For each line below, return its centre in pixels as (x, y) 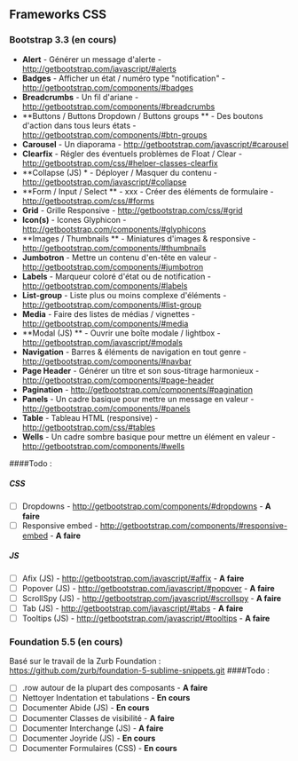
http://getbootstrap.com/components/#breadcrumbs (118, 107)
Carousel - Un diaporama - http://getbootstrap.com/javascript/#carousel (155, 144)
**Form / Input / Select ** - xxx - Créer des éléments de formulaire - (148, 191)
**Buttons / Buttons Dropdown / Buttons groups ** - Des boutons (142, 115)
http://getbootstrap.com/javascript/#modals (102, 342)
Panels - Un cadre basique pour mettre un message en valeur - (138, 399)
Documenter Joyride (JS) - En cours (89, 738)
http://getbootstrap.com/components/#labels (105, 285)
